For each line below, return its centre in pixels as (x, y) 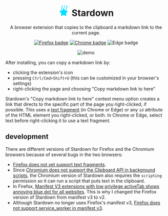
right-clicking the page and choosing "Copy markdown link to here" (84, 89)
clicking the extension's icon (43, 72)
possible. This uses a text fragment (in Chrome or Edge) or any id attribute (84, 109)
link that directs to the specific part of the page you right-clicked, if (76, 104)
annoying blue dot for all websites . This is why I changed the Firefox (85, 191)
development (27, 137)
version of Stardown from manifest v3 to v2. (59, 197)
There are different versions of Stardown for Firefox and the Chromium (80, 149)
